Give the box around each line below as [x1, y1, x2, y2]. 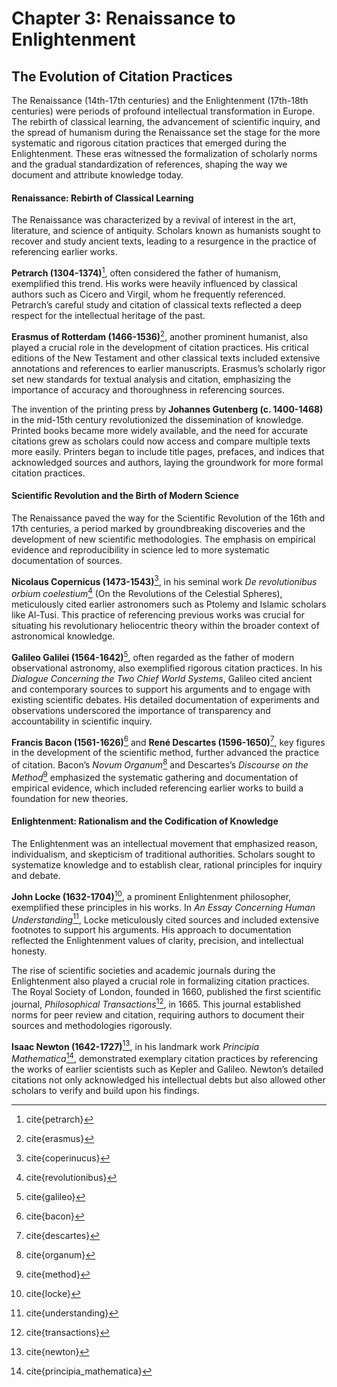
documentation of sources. [11, 554, 123, 566]
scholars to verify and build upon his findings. [11, 1085, 200, 1097]
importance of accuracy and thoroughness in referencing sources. [11, 383, 285, 396]
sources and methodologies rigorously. [11, 1019, 173, 1031]
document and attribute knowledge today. [11, 169, 184, 181]
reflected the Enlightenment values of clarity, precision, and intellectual [11, 935, 304, 947]
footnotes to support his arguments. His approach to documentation [11, 924, 292, 936]
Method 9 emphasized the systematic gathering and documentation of [11, 770, 299, 783]
